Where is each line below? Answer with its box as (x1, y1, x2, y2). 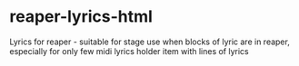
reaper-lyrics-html (9, 6, 153, 27)
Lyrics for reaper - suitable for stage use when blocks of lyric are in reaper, (9, 36, 291, 47)
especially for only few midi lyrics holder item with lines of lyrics (9, 45, 249, 56)
